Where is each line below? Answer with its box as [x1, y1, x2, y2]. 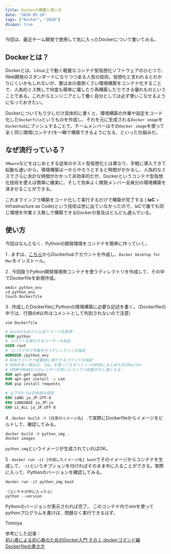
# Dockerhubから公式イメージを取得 [5, 329, 72, 334]
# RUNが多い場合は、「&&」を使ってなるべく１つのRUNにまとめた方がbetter [5, 362, 143, 367]
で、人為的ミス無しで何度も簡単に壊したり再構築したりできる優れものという [5, 86, 166, 93]
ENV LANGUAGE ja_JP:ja [5, 400, 54, 405]
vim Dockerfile [5, 320, 38, 325]
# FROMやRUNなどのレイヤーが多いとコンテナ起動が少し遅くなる [5, 367, 121, 372]
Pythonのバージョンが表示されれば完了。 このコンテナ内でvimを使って [5, 503, 154, 509]
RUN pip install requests [5, 381, 60, 386]
